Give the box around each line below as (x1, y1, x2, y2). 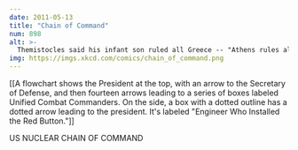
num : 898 (9, 29, 42, 38)
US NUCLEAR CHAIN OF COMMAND (9, 133, 144, 143)
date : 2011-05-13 (9, 12, 74, 22)
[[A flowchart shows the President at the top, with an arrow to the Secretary (9, 79, 286, 88)
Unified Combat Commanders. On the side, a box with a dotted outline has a (9, 97, 288, 107)
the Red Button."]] (9, 116, 75, 126)
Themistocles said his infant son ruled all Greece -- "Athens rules (17, 46, 279, 55)
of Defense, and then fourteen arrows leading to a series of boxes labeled (9, 87, 279, 98)
